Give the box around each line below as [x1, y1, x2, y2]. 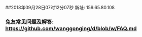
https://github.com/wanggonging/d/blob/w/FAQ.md [5, 25, 137, 32]
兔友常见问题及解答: [5, 18, 54, 25]
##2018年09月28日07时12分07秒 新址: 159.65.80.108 [5, 5, 115, 10]
